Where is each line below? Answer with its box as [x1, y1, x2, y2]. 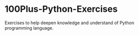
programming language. [4, 25, 54, 31]
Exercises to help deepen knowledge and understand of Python [4, 20, 135, 26]
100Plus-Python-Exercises [4, 3, 118, 15]
